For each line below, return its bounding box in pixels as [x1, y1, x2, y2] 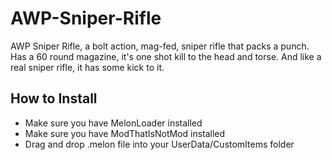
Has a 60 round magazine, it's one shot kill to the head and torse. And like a [10, 50, 322, 62]
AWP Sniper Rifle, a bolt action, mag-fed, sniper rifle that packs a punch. [10, 40, 310, 52]
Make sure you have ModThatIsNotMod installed [24, 127, 226, 139]
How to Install [10, 90, 98, 107]
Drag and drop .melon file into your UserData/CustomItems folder [24, 138, 295, 150]
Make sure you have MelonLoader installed [24, 117, 203, 129]
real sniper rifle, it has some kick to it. [10, 61, 165, 73]
